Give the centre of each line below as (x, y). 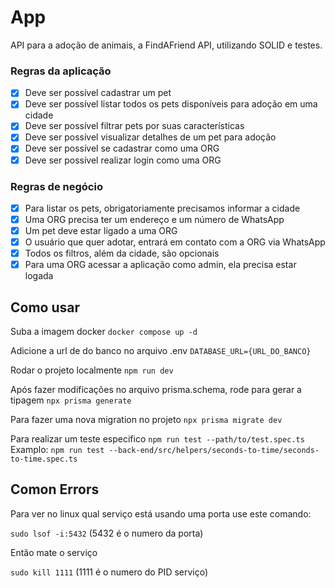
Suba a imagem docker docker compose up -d (104, 332)
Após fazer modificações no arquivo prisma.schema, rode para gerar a (156, 390)
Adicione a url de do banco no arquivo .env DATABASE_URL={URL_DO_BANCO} (161, 351)
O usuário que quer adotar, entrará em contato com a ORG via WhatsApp (175, 242)
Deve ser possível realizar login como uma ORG (123, 160)
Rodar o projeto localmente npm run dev (92, 370)
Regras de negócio (56, 186)
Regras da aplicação (61, 71)
